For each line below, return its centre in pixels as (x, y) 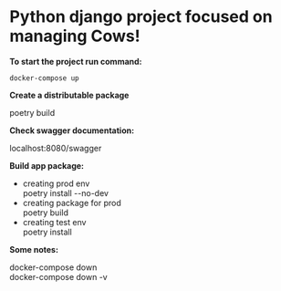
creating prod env (56, 183)
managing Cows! (75, 36)
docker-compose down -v (58, 276)
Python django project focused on (141, 17)
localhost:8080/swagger (56, 148)
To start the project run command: (76, 61)
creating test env (54, 222)
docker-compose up (44, 78)
